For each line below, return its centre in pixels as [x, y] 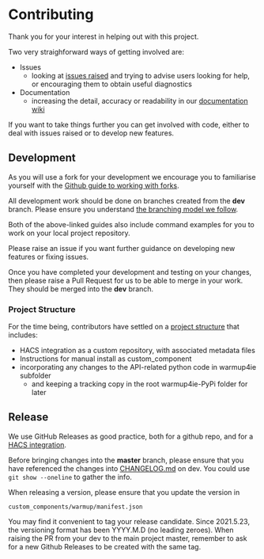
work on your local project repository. [69, 233]
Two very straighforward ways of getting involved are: [96, 51]
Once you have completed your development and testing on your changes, [130, 272]
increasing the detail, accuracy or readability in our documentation [140, 101]
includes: [23, 335]
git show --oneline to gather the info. [70, 477]
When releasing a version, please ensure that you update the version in [124, 492]
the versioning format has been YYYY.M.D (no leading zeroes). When [121, 530]
